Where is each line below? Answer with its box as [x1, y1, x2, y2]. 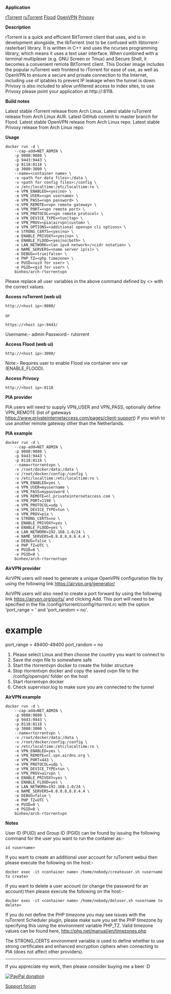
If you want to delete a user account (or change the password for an [5, 883, 149, 889]
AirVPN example [5, 694, 41, 700]
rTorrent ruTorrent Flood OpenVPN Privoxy [5, 14, 94, 20]
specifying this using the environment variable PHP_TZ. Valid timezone [5, 922, 154, 929]
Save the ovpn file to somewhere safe [12, 656, 92, 663]
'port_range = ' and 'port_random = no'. [5, 607, 88, 612]
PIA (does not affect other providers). [5, 949, 83, 955]
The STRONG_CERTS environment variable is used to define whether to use [5, 937, 164, 944]
